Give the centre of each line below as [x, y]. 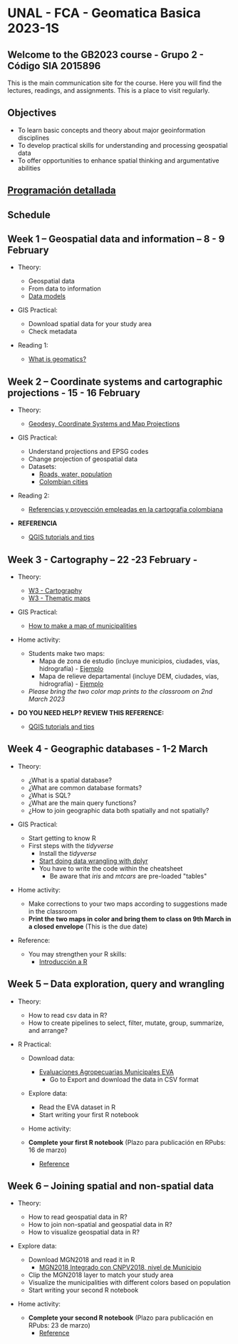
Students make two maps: [67, 654]
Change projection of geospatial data [83, 459]
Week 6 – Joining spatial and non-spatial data [110, 1186]
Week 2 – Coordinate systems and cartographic [115, 382]
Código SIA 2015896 [54, 66]
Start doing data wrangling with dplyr [93, 861]
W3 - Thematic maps [59, 598]
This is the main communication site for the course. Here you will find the [115, 83]
